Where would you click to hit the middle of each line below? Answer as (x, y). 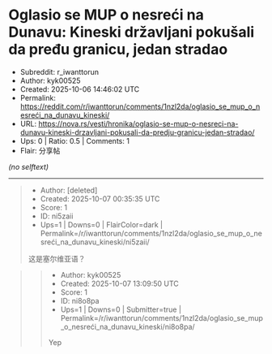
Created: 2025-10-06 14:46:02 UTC (80, 89)
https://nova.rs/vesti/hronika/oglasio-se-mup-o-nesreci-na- (138, 123)
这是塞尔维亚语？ (57, 258)
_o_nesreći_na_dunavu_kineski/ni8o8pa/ (128, 326)
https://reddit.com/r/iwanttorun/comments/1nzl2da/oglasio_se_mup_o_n (140, 106)
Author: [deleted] (69, 190)
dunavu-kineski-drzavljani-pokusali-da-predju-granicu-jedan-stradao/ (137, 132)
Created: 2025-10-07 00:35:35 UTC (100, 199)
